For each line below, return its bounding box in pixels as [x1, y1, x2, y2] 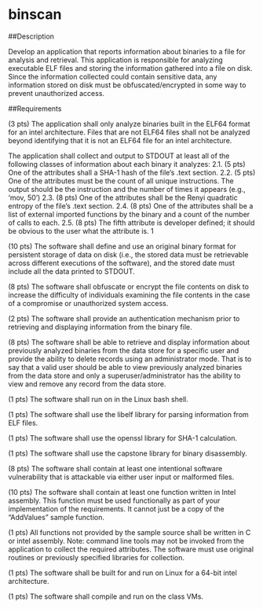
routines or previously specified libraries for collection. [8, 552, 185, 562]
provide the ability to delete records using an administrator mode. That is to [8, 354, 252, 364]
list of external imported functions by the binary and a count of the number [8, 209, 250, 219]
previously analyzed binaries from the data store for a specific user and [8, 345, 239, 355]
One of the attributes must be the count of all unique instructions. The [8, 175, 234, 186]
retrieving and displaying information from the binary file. [8, 322, 192, 331]
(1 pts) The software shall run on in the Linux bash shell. [8, 394, 188, 404]
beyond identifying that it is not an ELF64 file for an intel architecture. [8, 135, 232, 145]
